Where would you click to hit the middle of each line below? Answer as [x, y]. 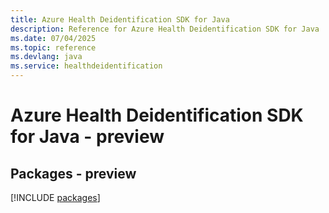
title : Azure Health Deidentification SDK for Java [120, 19]
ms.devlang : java [46, 57]
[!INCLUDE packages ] [55, 197]
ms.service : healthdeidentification [86, 66]
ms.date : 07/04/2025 [53, 38]
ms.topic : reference [53, 47]
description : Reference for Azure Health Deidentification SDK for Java [165, 29]
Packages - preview [73, 173]
